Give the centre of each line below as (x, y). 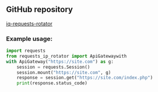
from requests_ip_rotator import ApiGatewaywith (66, 56)
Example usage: (29, 38)
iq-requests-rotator (29, 23)
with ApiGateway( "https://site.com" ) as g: (60, 61)
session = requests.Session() (54, 67)
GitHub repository (39, 10)
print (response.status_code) (52, 83)
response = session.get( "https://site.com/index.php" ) (85, 78)
